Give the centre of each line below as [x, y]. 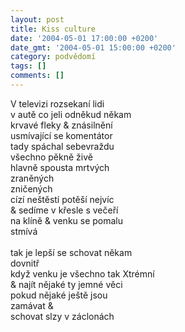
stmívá [24, 231]
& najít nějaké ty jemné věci [66, 284]
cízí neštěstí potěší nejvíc [62, 199]
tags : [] [28, 66]
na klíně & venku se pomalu [67, 220]
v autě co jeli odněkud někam [71, 114]
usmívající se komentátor [61, 135]
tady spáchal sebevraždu [62, 146]
